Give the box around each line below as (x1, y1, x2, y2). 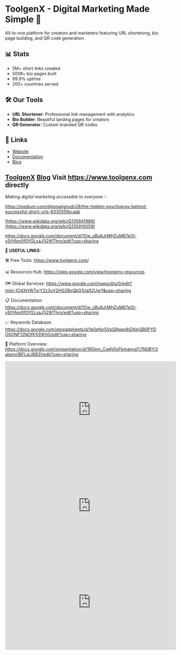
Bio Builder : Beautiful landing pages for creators (12, 116, 110, 122)
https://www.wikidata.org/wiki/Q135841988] (6, 218, 95, 224)
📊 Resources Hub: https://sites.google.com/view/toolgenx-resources (5, 269, 145, 275)
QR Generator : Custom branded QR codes (12, 121, 98, 128)
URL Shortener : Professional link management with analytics (12, 111, 135, 117)
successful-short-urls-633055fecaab (5, 209, 80, 215)
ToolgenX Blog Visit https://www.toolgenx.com (5, 173, 153, 181)
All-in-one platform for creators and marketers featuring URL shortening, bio (5, 30, 159, 36)
